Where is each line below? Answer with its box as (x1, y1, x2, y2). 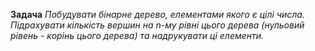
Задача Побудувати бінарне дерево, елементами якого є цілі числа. (10, 9, 305, 20)
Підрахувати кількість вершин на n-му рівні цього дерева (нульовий (10, 19, 305, 31)
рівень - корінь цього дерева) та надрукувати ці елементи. (10, 30, 265, 41)
